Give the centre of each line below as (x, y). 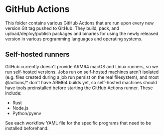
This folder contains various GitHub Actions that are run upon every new (80, 23)
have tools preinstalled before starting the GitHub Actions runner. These (79, 88)
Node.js (20, 108)
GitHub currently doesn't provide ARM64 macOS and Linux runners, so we (82, 66)
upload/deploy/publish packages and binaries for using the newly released (82, 33)
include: (13, 93)
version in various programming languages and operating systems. (74, 39)
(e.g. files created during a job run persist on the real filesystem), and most (82, 77)
